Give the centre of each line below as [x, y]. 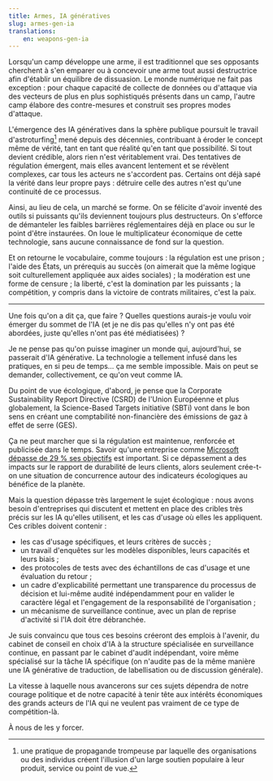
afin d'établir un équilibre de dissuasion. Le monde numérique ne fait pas [131, 79]
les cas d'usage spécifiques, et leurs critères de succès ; [115, 542]
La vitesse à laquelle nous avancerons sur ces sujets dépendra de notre [129, 686]
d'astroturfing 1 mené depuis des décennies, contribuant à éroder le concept [136, 139]
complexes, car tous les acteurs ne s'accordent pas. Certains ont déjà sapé [135, 174]
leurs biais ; [39, 559]
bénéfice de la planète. [47, 484]
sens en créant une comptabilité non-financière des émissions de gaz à [128, 416]
